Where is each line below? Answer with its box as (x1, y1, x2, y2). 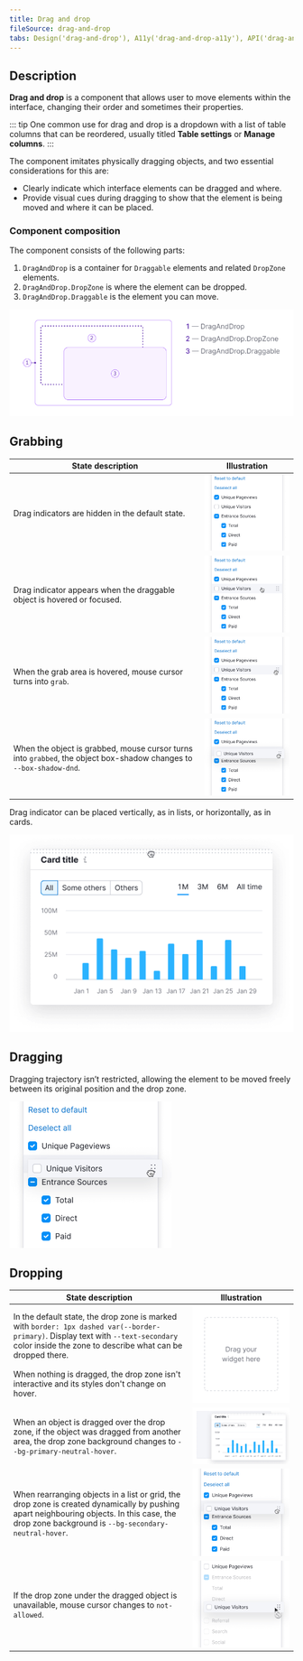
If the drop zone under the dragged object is (13, 1590, 178, 1601)
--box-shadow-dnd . (13, 762, 81, 773)
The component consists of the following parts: (9, 245, 185, 256)
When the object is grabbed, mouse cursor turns (13, 743, 194, 754)
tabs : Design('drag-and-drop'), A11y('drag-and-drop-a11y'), (9, 33, 244, 42)
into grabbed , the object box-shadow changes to (13, 752, 193, 763)
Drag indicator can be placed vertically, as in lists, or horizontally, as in (9, 807, 271, 818)
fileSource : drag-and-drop (9, 23, 111, 33)
